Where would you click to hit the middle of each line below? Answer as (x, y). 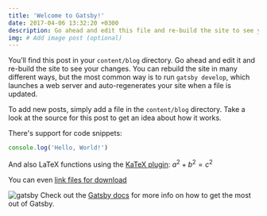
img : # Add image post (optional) (66, 38)
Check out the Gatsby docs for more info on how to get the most (146, 195)
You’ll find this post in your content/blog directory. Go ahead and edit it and (132, 60)
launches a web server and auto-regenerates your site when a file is (120, 86)
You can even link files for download (68, 179)
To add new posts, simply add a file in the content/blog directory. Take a (127, 110)
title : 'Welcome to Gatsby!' (56, 15)
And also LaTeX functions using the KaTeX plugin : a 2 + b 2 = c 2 (110, 164)
